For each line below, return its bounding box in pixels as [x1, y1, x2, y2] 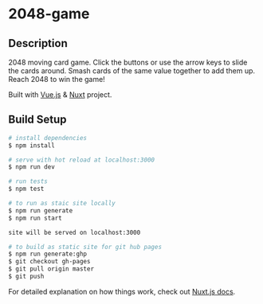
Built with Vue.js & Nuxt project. [8, 90, 112, 99]
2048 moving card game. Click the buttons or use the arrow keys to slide [8, 57, 248, 67]
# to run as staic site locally [8, 200, 116, 208]
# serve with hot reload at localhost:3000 [8, 156, 155, 164]
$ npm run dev [8, 163, 56, 171]
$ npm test [8, 185, 45, 193]
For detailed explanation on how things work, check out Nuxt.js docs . [8, 286, 236, 296]
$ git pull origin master [8, 265, 94, 273]
